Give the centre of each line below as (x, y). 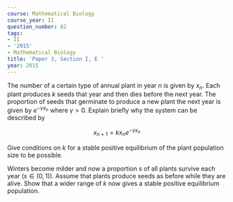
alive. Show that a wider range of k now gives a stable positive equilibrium (113, 183)
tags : (15, 33)
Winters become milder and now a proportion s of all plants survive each (111, 169)
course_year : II (31, 20)
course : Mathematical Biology (51, 14)
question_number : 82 (37, 26)
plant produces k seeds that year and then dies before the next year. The (112, 94)
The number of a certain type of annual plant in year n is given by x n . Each (114, 86)
